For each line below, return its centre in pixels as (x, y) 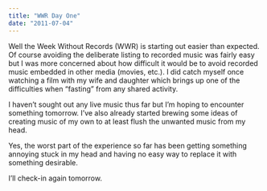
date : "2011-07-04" (41, 23)
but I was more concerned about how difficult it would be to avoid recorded (133, 63)
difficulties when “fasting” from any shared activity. (93, 88)
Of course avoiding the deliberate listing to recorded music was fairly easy (131, 55)
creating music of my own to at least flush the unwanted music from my (127, 121)
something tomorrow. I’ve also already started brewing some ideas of (123, 112)
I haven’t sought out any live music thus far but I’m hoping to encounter (126, 104)
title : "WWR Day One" (45, 16)
